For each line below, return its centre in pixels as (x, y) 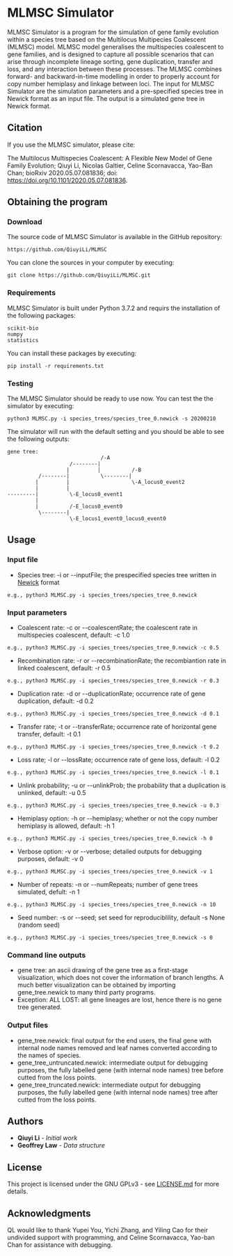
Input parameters (37, 612)
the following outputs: (38, 439)
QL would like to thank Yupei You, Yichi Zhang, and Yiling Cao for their (108, 1230)
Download (25, 222)
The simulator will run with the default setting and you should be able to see (116, 432)
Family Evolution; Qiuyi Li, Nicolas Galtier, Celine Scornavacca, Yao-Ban (110, 166)
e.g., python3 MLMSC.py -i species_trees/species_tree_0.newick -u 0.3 (113, 806)
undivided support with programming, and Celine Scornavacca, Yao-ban (111, 1238)
